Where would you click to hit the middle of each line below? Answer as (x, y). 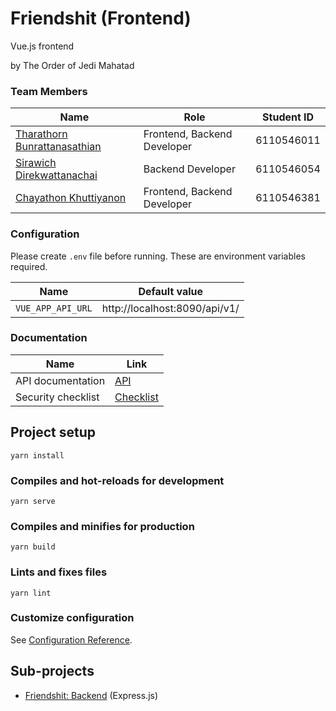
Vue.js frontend (42, 46)
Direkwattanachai (56, 175)
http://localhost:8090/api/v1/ (170, 308)
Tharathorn (41, 134)
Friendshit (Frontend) (101, 18)
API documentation (60, 380)
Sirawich (36, 163)
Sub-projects (52, 671)
